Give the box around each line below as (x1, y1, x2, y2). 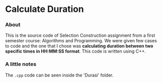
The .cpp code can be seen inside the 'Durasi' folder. (5, 72, 114, 78)
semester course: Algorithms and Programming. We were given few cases (5, 38, 158, 44)
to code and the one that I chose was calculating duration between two (5, 43, 154, 49)
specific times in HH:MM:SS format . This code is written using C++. (5, 48, 146, 54)
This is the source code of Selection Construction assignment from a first (5, 32, 156, 38)
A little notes (5, 61, 36, 68)
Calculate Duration (5, 3, 84, 15)
